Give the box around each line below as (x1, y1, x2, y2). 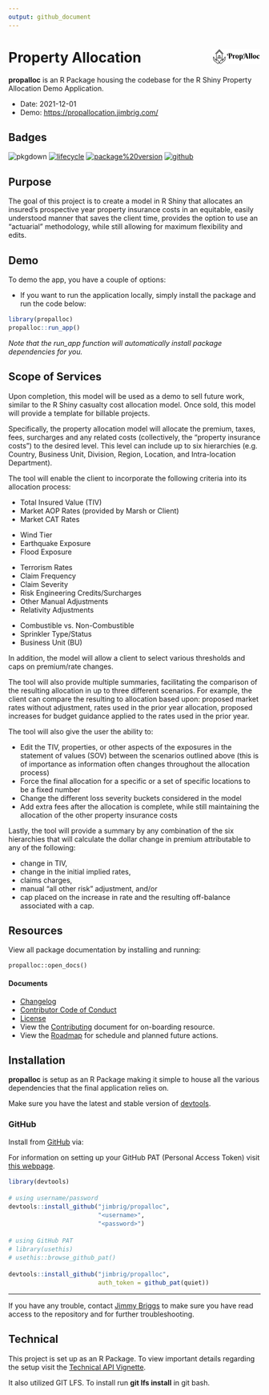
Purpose (8, 175, 52, 188)
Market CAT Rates (19, 514, 80, 524)
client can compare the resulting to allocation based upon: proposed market (8, 693, 259, 704)
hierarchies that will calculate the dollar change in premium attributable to (8, 834, 251, 844)
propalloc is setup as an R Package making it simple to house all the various (8, 1075, 260, 1084)
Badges (8, 131, 47, 144)
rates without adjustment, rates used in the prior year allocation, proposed (8, 702, 253, 712)
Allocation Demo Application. (8, 83, 104, 93)
